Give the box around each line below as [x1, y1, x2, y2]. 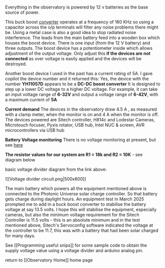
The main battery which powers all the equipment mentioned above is [5, 186, 147, 191]
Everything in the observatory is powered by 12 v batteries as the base [5, 4, 149, 10]
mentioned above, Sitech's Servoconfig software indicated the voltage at [5, 222, 154, 228]
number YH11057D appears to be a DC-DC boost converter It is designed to [5, 81, 161, 87]
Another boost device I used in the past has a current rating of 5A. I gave [5, 71, 153, 76]
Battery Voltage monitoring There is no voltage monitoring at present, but [5, 137, 156, 143]
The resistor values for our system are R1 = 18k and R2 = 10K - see [5, 152, 143, 157]
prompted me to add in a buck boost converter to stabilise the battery [5, 201, 146, 207]
